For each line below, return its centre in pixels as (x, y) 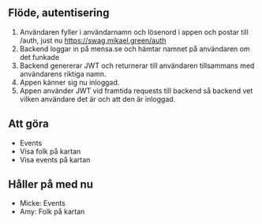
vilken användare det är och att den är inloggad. (97, 99)
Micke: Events (42, 203)
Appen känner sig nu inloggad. (69, 82)
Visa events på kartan (55, 159)
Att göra (28, 124)
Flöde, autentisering (59, 13)
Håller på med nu (51, 185)
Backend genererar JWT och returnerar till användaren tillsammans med (137, 65)
